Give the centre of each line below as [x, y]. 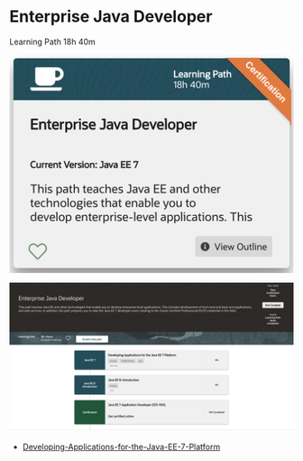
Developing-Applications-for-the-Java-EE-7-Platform [121, 447]
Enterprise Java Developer [111, 17]
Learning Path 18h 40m [53, 42]
